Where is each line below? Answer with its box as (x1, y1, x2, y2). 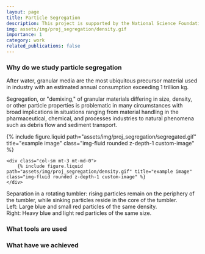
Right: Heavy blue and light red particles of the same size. (6, 209, 152, 217)
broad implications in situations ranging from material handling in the (6, 108, 179, 116)
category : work (6, 37, 45, 43)
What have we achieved (6, 241, 79, 250)
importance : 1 (6, 32, 43, 38)
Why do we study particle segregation (6, 63, 122, 71)
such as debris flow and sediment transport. (6, 122, 118, 129)
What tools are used (6, 225, 67, 233)
